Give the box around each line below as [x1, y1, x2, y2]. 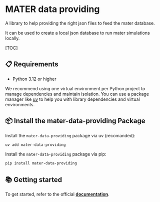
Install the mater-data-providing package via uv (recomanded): [5, 132, 136, 138]
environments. [5, 101, 35, 107]
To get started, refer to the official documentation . [5, 191, 110, 197]
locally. [5, 35, 20, 41]
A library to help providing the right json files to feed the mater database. [5, 20, 155, 26]
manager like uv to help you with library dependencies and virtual [5, 96, 140, 102]
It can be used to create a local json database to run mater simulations [5, 30, 150, 36]
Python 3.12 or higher [12, 76, 56, 82]
